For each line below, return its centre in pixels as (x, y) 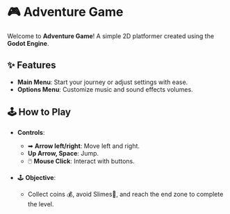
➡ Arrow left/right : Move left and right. (84, 146)
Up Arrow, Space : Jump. (63, 153)
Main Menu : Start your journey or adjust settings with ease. (102, 82)
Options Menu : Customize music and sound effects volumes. (105, 89)
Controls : (31, 132)
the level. (41, 204)
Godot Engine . (28, 43)
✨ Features (32, 65)
